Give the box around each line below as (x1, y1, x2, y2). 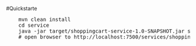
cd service (18, 22, 50, 29)
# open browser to (18, 34, 71, 40)
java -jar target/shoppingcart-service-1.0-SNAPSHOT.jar (18, 28, 185, 34)
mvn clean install (18, 16, 71, 23)
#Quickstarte (6, 5, 37, 12)
